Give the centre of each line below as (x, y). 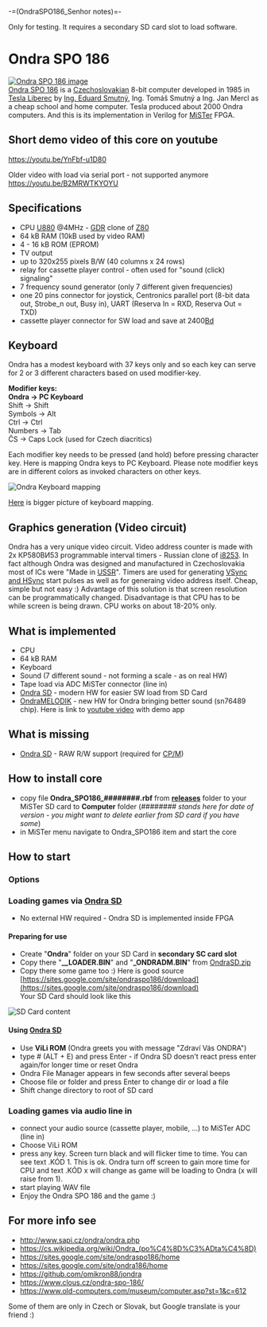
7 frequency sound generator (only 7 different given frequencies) (126, 287)
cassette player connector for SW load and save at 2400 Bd (117, 320)
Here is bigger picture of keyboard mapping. (81, 503)
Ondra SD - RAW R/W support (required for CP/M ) (102, 754)
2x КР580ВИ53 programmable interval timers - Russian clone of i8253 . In (128, 555)
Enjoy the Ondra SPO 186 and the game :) (88, 1196)
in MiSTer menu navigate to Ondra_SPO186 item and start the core (128, 832)
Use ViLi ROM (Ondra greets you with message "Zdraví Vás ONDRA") (133, 1047)
